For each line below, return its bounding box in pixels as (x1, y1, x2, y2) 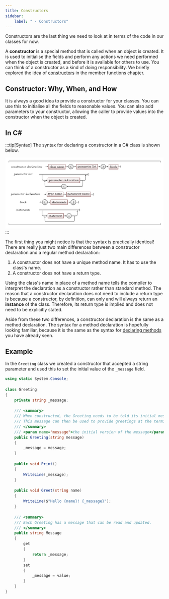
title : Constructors (5, 8, 49, 13)
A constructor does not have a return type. (12, 270, 101, 276)
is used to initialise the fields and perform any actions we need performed (5, 53, 158, 60)
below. (5, 147, 19, 153)
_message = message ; (23, 446, 66, 451)
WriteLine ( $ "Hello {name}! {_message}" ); (23, 499, 112, 504)
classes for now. (5, 38, 39, 45)
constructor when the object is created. (5, 114, 87, 120)
